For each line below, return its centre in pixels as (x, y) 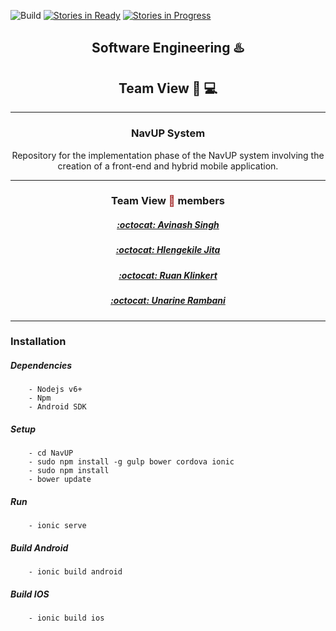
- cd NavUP (51, 453)
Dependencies (41, 366)
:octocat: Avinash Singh (168, 225)
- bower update (60, 480)
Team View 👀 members (168, 201)
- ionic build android (75, 572)
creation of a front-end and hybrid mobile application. (168, 166)
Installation (38, 342)
